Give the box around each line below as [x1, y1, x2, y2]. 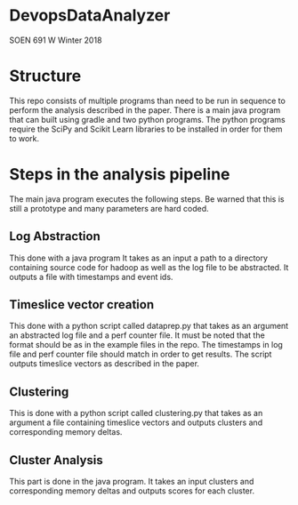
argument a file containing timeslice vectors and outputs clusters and [9, 417, 263, 428]
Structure [9, 66, 82, 86]
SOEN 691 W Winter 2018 [9, 35, 102, 45]
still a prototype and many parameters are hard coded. [9, 203, 209, 213]
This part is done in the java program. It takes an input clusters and [9, 477, 254, 487]
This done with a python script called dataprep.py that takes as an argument [9, 321, 289, 332]
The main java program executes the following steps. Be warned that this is [9, 193, 285, 204]
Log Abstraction [9, 228, 101, 244]
